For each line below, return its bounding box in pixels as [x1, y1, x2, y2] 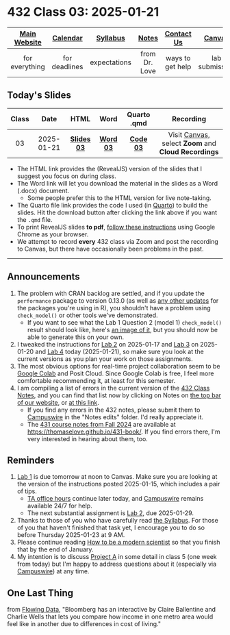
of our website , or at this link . [16, 398, 99, 406]
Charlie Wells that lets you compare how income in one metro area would [7, 612, 214, 621]
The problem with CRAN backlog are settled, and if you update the [16, 289, 205, 297]
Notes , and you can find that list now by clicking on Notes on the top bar [16, 391, 221, 399]
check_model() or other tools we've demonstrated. [16, 311, 159, 319]
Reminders [7, 454, 55, 466]
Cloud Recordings [159, 147, 219, 156]
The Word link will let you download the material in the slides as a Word [16, 179, 218, 187]
